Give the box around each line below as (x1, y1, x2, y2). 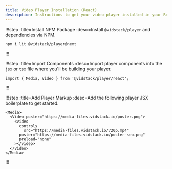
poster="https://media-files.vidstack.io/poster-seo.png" (18, 132, 145, 137)
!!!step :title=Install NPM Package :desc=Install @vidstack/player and (5, 26, 151, 32)
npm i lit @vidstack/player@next (5, 41, 77, 46)
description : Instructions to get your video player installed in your (5, 12, 161, 17)
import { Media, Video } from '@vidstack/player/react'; (5, 76, 130, 81)
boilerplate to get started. (5, 100, 59, 106)
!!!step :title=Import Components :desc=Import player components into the (5, 60, 162, 66)
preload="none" (18, 136, 52, 142)
